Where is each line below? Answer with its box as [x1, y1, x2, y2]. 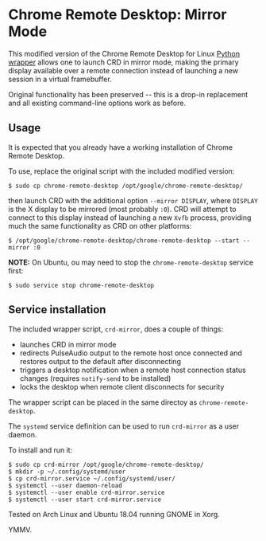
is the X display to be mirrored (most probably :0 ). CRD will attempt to [8, 204, 237, 214]
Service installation [8, 303, 106, 316]
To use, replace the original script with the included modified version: [8, 166, 235, 176]
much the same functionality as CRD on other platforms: [8, 221, 192, 230]
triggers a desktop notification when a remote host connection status [19, 365, 246, 374]
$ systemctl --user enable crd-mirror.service [8, 488, 165, 496]
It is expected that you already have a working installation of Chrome [8, 142, 233, 152]
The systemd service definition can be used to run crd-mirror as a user [8, 421, 240, 431]
